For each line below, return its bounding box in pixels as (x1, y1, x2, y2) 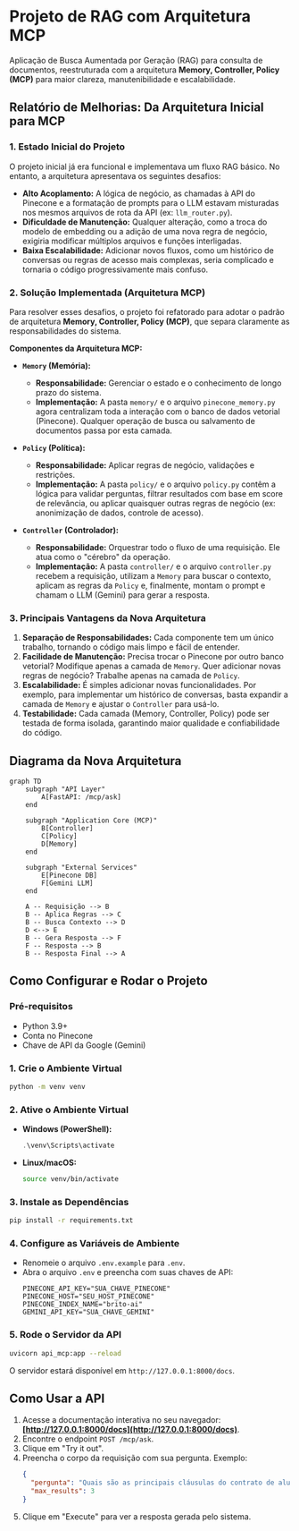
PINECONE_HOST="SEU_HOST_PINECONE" (21, 1292, 155, 1301)
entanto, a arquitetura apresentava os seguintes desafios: (9, 170, 221, 181)
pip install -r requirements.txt (9, 1216, 134, 1225)
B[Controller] (41, 824, 94, 833)
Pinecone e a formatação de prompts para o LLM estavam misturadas (21, 197, 279, 208)
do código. (21, 727, 62, 738)
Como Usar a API (9, 1391, 105, 1406)
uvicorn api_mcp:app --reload (9, 1348, 122, 1357)
